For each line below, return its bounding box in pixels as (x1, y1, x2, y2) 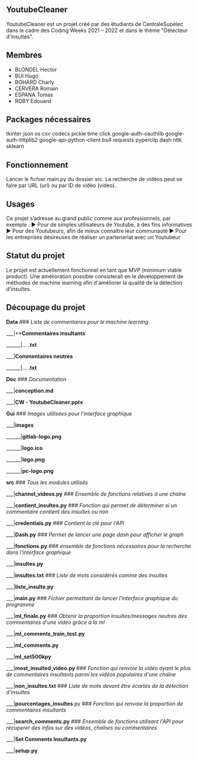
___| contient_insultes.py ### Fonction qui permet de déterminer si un (6, 501, 177, 508)
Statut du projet (6, 251, 65, 261)
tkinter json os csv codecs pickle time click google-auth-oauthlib (6, 130, 164, 137)
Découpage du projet (6, 302, 86, 313)
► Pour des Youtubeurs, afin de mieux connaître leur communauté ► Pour (6, 227, 187, 234)
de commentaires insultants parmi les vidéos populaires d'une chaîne (6, 671, 176, 678)
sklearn (6, 143, 25, 150)
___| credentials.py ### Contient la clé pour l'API (6, 519, 125, 526)
